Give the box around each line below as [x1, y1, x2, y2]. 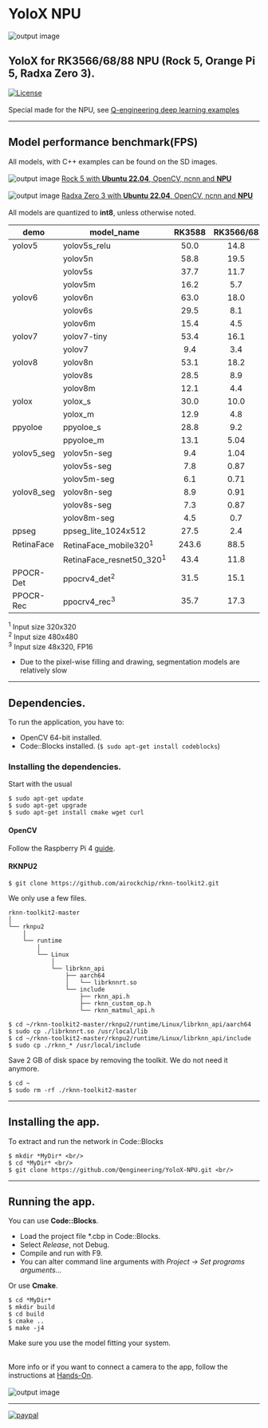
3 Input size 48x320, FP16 [8, 640, 93, 651]
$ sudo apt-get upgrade [8, 802, 88, 810]
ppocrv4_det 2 [62, 571, 116, 584]
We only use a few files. [8, 893, 87, 902]
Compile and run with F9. [19, 1249, 103, 1258]
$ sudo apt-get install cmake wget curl [8, 809, 145, 817]
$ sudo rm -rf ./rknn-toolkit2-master [8, 1086, 137, 1094]
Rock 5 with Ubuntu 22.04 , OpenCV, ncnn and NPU [61, 173, 232, 183]
